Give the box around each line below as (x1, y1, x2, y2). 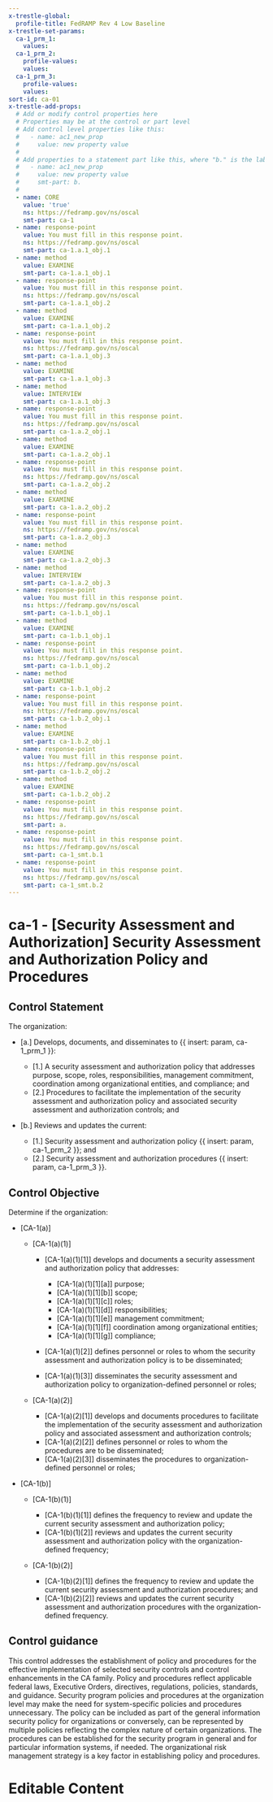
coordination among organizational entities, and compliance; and (32, 1079, 250, 1089)
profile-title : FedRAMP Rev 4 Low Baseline (15, 20, 165, 28)
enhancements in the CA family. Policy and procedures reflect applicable (8, 1673, 252, 1683)
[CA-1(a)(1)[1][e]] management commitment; (56, 1314, 205, 1323)
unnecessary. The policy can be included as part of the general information (8, 1708, 261, 1717)
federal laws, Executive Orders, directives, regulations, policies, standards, (8, 1682, 258, 1691)
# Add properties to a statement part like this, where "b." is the (15, 155, 253, 163)
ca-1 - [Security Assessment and (8, 916, 236, 935)
